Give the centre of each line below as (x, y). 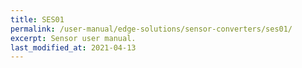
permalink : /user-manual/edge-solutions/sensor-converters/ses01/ (151, 29)
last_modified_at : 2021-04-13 (73, 47)
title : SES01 (37, 19)
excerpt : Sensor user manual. (73, 38)
